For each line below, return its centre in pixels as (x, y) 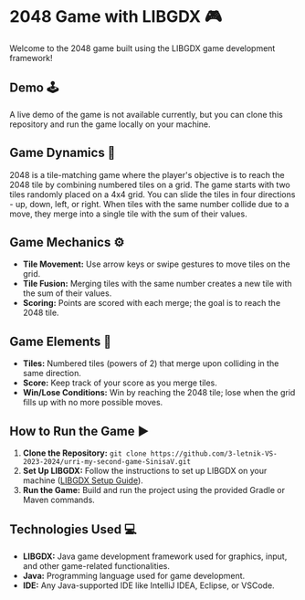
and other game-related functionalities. (96, 565)
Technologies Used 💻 (73, 530)
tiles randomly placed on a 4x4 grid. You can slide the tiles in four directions (152, 194)
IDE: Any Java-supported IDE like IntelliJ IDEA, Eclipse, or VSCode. (149, 585)
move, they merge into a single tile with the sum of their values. (129, 214)
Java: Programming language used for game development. (134, 575)
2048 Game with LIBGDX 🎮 (116, 17)
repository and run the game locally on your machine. (110, 124)
